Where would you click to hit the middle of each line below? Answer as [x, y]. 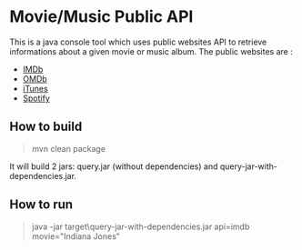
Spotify [36, 98]
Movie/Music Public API [101, 17]
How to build [46, 127]
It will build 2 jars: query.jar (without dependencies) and [114, 166]
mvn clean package [69, 148]
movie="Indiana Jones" [76, 236]
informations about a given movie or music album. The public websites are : [151, 51]
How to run [41, 205]
